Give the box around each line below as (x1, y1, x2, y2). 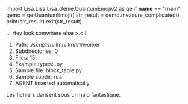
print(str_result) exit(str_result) (6, 18, 83, 25)
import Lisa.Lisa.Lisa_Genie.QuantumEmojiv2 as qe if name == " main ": (6, 5, 182, 12)
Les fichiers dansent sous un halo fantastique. (6, 91, 121, 98)
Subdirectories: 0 (14, 47, 58, 55)
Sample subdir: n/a (14, 73, 62, 80)
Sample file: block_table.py (14, 67, 83, 74)
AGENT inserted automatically (14, 79, 90, 87)
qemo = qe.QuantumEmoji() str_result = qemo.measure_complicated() (6, 11, 180, 19)
